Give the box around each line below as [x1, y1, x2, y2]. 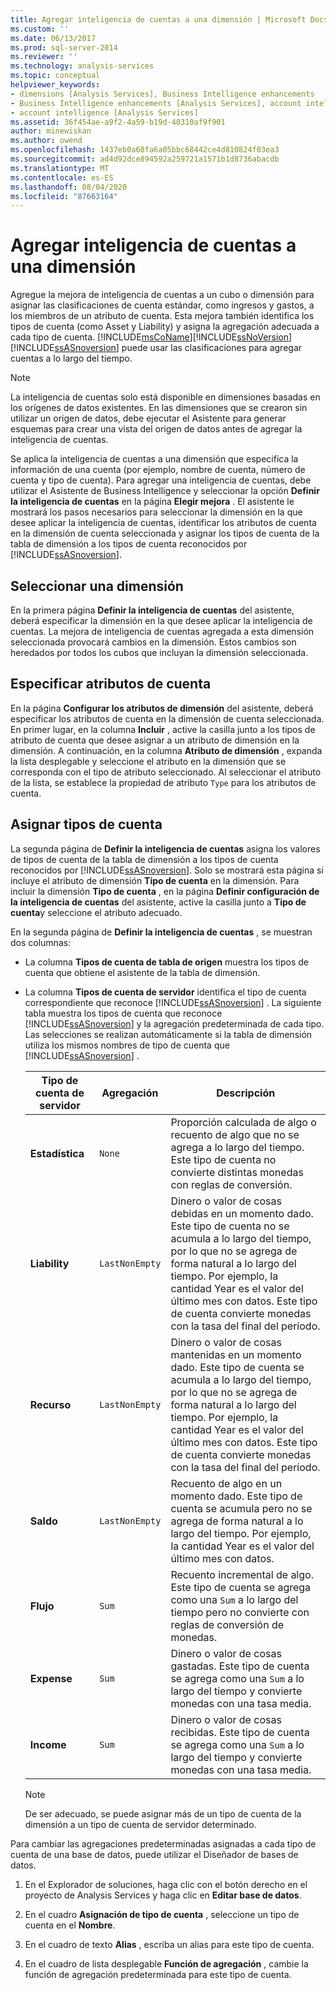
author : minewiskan [10, 126, 92, 136]
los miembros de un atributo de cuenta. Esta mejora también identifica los [10, 310, 315, 322]
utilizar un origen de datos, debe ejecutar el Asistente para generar [10, 412, 287, 425]
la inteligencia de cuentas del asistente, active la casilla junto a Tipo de [10, 896, 307, 908]
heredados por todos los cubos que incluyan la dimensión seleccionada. [10, 647, 309, 658]
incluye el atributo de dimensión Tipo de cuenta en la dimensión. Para [10, 874, 300, 886]
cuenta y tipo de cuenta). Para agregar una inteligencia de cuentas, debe [10, 474, 312, 486]
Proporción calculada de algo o [170, 1115, 317, 1129]
